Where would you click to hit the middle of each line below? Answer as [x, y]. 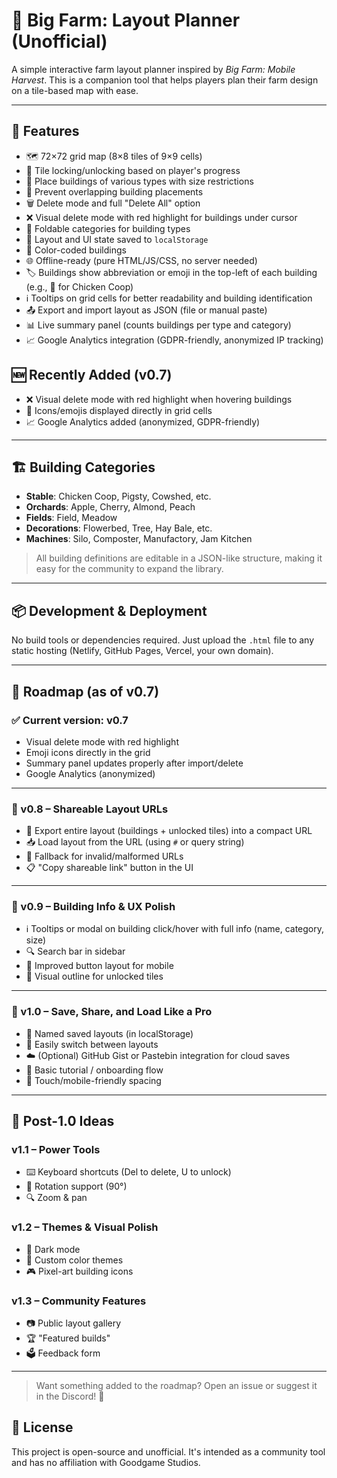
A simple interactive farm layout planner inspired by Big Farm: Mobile [153, 69]
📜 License [42, 1427]
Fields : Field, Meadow [71, 518]
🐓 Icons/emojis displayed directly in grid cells [119, 410]
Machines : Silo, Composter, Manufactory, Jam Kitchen [139, 539]
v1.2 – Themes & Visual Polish [85, 1227]
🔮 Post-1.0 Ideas [63, 1121]
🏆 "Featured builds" [68, 1338]
